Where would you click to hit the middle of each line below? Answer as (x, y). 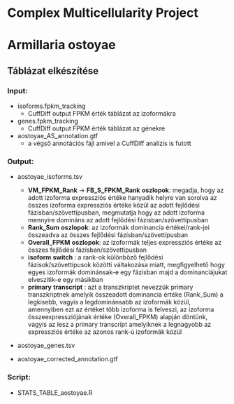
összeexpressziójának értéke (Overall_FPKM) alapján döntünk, (118, 317)
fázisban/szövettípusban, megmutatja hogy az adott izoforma (116, 213)
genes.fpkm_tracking (48, 121)
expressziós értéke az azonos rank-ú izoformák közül (105, 332)
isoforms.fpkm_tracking (51, 106)
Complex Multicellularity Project (103, 13)
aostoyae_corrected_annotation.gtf (67, 359)
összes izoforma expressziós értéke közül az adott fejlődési (114, 206)
